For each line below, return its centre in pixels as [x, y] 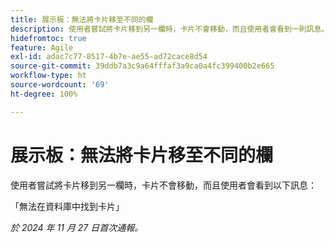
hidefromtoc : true [48, 38]
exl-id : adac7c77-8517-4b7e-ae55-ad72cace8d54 [109, 57]
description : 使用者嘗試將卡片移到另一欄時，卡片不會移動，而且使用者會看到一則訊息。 [170, 29]
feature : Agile [42, 47]
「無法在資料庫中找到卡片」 [67, 206]
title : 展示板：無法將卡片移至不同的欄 [82, 19]
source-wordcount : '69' [60, 85]
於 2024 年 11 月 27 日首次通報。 [77, 227]
